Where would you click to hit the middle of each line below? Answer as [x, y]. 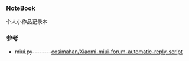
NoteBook [21, 8]
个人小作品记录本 [27, 22]
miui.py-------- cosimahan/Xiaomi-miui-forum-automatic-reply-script [99, 52]
